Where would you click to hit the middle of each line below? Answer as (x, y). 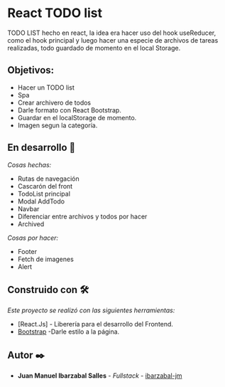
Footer (27, 251)
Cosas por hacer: (33, 238)
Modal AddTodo (41, 201)
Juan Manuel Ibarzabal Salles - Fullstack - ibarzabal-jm (100, 376)
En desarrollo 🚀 (42, 148)
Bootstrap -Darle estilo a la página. (68, 332)
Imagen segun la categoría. (57, 125)
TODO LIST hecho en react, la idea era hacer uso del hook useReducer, (112, 33)
